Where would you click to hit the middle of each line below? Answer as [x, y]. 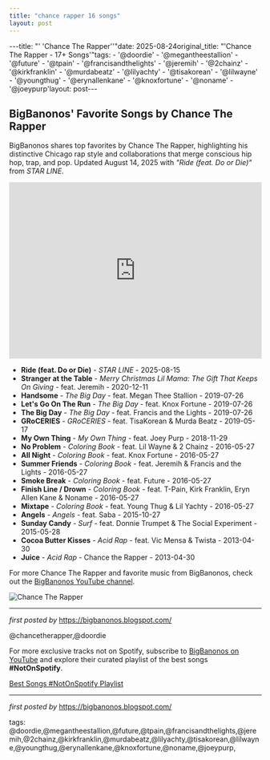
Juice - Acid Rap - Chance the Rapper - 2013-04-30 [108, 557]
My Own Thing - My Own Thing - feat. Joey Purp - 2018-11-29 [124, 439]
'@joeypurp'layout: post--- [54, 88]
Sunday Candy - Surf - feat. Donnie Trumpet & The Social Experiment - [139, 524]
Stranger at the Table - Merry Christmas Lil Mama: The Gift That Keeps [139, 378]
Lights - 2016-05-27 [54, 472]
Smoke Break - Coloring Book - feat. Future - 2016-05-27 [116, 481]
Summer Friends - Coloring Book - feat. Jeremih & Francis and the [131, 464]
